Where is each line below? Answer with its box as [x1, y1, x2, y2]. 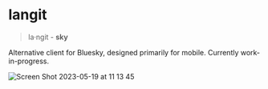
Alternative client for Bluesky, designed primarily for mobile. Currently [8, 47, 239, 57]
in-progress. [8, 56, 50, 66]
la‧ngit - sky [27, 32, 68, 42]
